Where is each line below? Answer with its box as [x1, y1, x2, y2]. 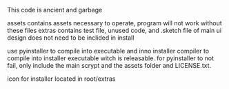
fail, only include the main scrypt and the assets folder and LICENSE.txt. [7, 62, 212, 69]
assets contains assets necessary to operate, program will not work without [7, 19, 222, 27]
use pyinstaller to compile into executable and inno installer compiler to [7, 47, 209, 55]
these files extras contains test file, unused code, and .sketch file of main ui [7, 27, 222, 34]
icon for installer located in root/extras [7, 75, 116, 83]
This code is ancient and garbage [7, 6, 103, 14]
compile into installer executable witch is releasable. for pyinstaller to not [7, 54, 215, 62]
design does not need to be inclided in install [7, 34, 135, 42]
